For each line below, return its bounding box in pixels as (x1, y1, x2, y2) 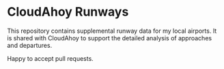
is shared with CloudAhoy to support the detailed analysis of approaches (7, 33, 212, 42)
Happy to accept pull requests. (7, 54, 94, 62)
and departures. (7, 41, 53, 49)
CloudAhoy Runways (7, 4, 129, 20)
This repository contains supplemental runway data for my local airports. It (7, 27, 217, 35)
